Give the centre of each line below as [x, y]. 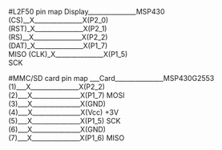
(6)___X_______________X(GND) [57, 129]
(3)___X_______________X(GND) [57, 104]
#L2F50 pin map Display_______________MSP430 [87, 12]
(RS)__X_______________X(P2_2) [58, 37]
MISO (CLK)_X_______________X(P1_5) [68, 54]
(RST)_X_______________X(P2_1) [58, 28]
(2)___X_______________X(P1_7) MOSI [67, 95]
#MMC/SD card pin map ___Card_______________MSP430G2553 [111, 78]
